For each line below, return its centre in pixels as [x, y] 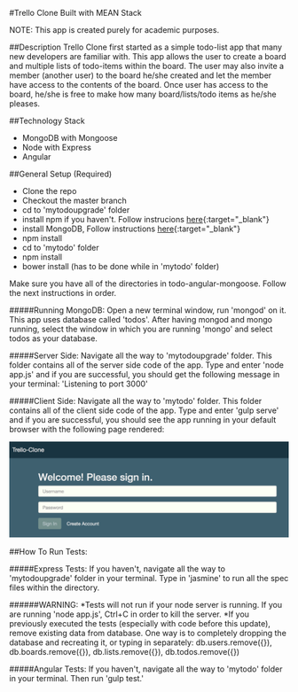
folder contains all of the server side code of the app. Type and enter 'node [146, 365]
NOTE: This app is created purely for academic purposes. [114, 30]
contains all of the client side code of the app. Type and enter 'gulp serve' [144, 410]
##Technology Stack [47, 121]
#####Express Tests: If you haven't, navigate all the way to [118, 568]
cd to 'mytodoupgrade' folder [76, 210]
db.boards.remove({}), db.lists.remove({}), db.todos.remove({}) [125, 651]
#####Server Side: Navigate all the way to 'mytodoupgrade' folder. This [141, 355]
